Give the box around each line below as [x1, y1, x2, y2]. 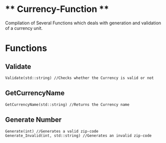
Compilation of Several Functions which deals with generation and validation [5, 20, 162, 26]
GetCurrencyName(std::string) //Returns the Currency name [5, 102, 130, 107]
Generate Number [5, 116, 62, 124]
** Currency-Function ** [5, 3, 109, 15]
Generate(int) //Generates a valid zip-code [5, 129, 99, 134]
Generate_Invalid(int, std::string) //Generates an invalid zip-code [5, 133, 152, 138]
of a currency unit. [5, 25, 43, 31]
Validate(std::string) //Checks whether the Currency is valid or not [5, 75, 154, 80]
